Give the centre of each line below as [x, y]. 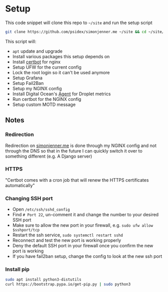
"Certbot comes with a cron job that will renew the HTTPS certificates [77, 180]
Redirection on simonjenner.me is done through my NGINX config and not [81, 145]
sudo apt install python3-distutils [43, 280]
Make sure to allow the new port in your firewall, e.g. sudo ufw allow [83, 225]
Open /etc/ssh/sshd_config [41, 209]
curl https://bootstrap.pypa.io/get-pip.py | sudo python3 [68, 284]
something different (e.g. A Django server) [49, 156]
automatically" [20, 185]
